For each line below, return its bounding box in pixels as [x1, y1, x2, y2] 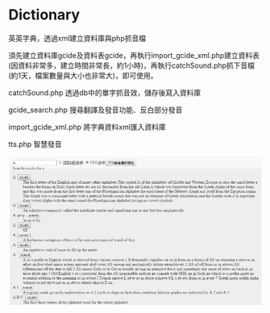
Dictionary [8, 6, 81, 24]
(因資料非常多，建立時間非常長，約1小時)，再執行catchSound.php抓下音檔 [8, 61, 255, 70]
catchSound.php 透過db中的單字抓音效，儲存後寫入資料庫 [8, 87, 201, 98]
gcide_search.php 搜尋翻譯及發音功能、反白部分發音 [8, 105, 183, 115]
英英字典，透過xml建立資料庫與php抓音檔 [8, 33, 147, 43]
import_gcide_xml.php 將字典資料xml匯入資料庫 [8, 122, 167, 131]
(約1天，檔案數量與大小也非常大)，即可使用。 [8, 70, 158, 80]
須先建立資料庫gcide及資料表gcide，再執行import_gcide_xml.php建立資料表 [8, 50, 260, 60]
